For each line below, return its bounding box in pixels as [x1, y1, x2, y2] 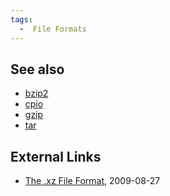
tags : [10, 14, 33, 25]
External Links [10, 148, 102, 165]
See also [10, 61, 65, 78]
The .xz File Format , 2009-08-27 [24, 175, 161, 187]
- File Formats [19, 24, 87, 34]
